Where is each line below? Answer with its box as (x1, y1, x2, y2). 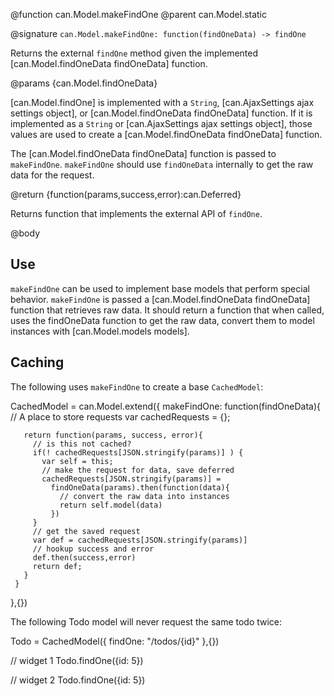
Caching (10, 354, 65, 371)
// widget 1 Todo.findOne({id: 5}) (10, 654, 144, 666)
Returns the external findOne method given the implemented (10, 47, 259, 59)
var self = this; (41, 456, 114, 466)
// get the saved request (32, 526, 141, 536)
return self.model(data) (59, 500, 163, 510)
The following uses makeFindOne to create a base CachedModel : (10, 380, 264, 393)
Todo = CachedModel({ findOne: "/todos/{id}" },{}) (10, 635, 220, 647)
